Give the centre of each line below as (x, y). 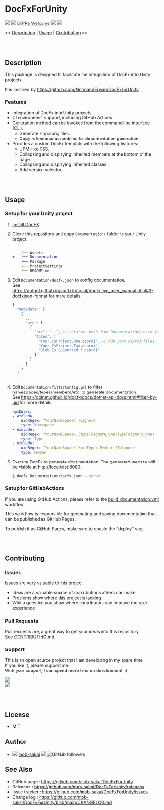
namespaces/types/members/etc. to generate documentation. (75, 392)
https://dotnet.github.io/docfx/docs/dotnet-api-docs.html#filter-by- (89, 397)
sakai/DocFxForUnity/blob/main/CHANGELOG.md (62, 802)
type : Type (32, 439)
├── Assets (32, 253)
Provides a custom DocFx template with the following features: (75, 144)
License (17, 715)
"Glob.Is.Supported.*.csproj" (69, 350)
